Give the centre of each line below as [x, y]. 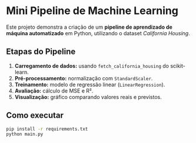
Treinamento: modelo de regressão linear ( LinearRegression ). [90, 84]
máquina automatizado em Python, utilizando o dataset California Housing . [98, 33]
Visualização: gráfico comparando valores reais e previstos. [88, 97]
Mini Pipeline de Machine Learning [92, 11]
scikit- [178, 66]
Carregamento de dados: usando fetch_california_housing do [92, 66]
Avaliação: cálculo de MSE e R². [54, 91]
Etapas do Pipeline [41, 52]
